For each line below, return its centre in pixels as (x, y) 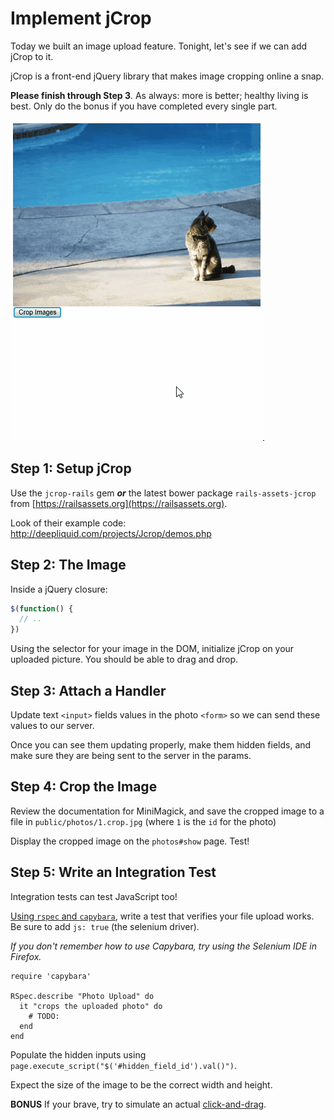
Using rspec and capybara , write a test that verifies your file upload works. (162, 916)
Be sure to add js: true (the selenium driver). (105, 926)
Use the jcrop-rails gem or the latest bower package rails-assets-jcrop (163, 493)
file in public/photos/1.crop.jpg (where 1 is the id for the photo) (143, 821)
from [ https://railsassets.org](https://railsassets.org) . (119, 503)
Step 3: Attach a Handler (88, 690)
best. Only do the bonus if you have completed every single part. (144, 106)
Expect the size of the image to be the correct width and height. (141, 1084)
